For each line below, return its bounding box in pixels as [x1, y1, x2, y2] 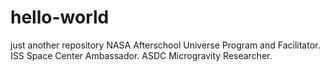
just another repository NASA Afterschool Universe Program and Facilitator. [10, 39, 321, 51]
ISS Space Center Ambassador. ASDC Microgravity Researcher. [10, 49, 273, 61]
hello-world [10, 6, 110, 29]
